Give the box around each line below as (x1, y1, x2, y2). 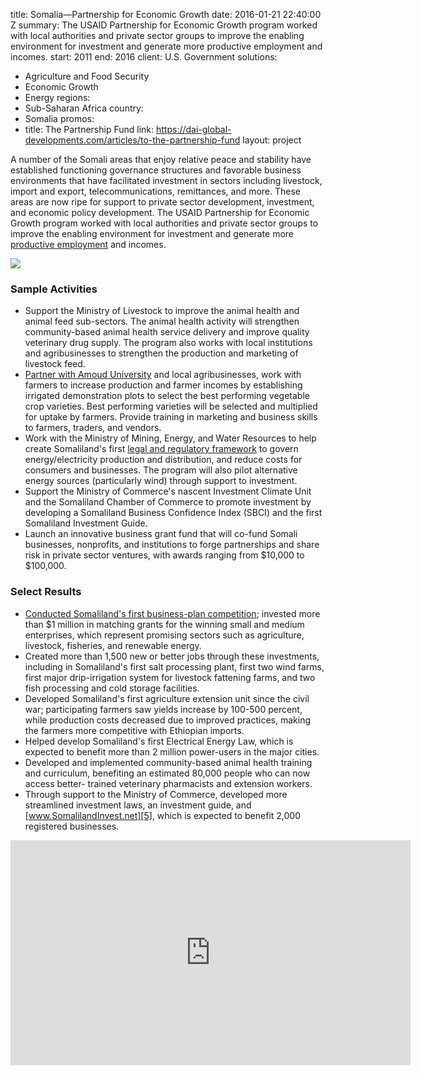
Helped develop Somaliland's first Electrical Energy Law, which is (24, 735, 294, 747)
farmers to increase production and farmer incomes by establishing (24, 379, 303, 391)
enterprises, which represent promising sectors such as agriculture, (24, 629, 305, 641)
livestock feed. (24, 358, 86, 370)
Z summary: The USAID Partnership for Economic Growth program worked (10, 19, 318, 31)
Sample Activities (10, 282, 98, 296)
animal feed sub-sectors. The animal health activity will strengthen (24, 315, 300, 328)
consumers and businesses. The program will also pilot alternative (24, 464, 298, 476)
